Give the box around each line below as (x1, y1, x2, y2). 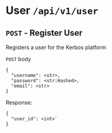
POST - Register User (5, 28, 83, 38)
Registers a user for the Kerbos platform (5, 44, 107, 51)
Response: (5, 99, 33, 106)
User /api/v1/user (5, 4, 99, 18)
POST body (5, 56, 32, 62)
